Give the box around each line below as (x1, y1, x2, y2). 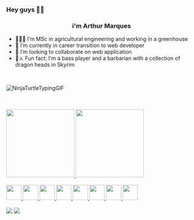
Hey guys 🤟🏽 (6, 5, 45, 14)
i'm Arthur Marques (72, 21, 131, 30)
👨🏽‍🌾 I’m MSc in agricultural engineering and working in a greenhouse (15, 36, 189, 43)
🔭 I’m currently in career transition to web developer (15, 42, 145, 49)
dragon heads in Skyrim (15, 61, 75, 68)
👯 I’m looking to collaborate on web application (15, 48, 132, 56)
